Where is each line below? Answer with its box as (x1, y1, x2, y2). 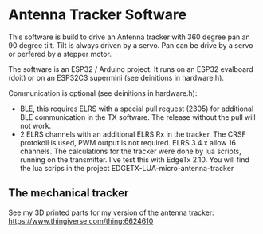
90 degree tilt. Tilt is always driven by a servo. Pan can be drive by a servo (8, 40, 253, 50)
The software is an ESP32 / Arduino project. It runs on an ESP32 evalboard (8, 64, 253, 73)
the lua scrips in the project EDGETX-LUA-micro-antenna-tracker (19, 163, 234, 173)
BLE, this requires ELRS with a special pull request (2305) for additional (19, 104, 254, 113)
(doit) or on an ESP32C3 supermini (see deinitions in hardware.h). (8, 73, 225, 82)
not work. (19, 121, 52, 130)
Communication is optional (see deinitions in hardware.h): (8, 88, 198, 97)
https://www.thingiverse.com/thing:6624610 (8, 216, 154, 225)
